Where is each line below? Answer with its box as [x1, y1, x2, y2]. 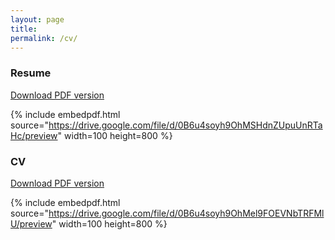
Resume [10, 66, 52, 80]
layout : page [10, 14, 65, 25]
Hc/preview [10, 129, 58, 141]
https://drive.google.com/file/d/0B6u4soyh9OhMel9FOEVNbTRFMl [48, 207, 325, 219]
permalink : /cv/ [10, 33, 78, 43]
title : [10, 24, 38, 34]
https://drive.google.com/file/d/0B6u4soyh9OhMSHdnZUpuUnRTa [48, 119, 323, 131]
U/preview [10, 217, 53, 230]
